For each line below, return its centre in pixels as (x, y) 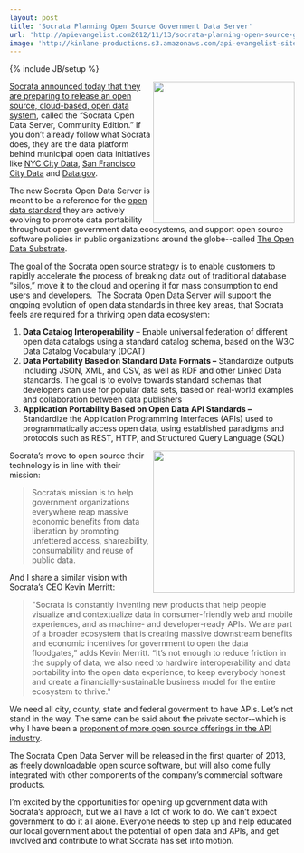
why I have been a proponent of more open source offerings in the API (141, 729)
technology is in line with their (65, 466)
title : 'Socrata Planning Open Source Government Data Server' (131, 26)
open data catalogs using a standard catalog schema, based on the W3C (158, 342)
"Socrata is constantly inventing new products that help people (149, 605)
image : (22, 43)
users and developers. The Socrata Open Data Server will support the (140, 295)
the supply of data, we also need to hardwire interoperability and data (161, 662)
